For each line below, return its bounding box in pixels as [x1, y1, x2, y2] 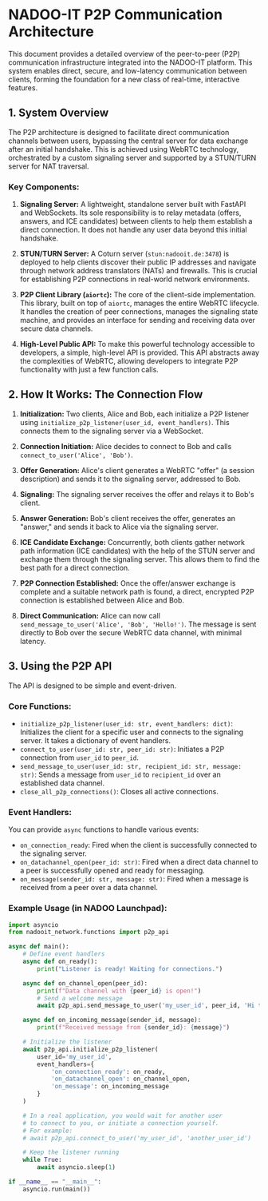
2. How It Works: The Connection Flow [8, 388, 203, 401]
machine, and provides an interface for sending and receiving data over [19, 316, 255, 325]
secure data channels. [19, 324, 93, 333]
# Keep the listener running [22, 1148, 120, 1156]
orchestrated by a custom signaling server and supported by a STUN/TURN [8, 153, 257, 162]
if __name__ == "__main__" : [8, 1178, 102, 1186]
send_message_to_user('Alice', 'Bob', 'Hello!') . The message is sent [19, 619, 257, 629]
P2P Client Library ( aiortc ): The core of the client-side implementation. [19, 290, 256, 300]
